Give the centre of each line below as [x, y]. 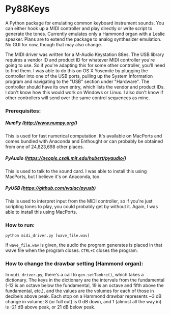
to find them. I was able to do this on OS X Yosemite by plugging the [77, 70]
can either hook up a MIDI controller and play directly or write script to [79, 28]
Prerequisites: [23, 111]
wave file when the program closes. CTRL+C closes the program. [72, 250]
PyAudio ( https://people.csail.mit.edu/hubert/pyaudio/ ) [66, 158]
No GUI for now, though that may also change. [54, 44]
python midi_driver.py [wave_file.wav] [48, 236]
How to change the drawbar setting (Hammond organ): [74, 264]
